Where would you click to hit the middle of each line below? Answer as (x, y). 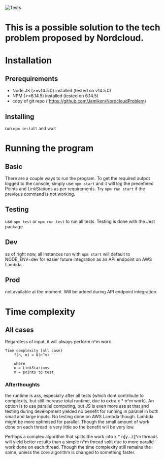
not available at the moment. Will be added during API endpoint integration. (81, 292)
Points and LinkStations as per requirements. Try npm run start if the (75, 189)
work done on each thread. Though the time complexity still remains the (78, 447)
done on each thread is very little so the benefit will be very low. (70, 427)
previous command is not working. (40, 194)
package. (15, 226)
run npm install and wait (31, 128)
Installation (29, 60)
